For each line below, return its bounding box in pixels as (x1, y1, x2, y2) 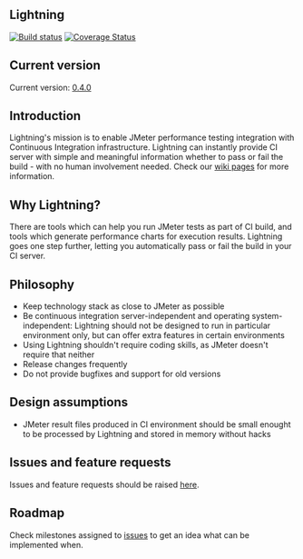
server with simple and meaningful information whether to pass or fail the (9, 152, 284, 163)
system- (251, 311, 283, 322)
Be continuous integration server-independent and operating (22, 311, 250, 322)
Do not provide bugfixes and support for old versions (22, 368, 221, 380)
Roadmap (9, 505, 65, 521)
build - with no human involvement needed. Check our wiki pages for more (9, 161, 289, 172)
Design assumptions (9, 394, 129, 410)
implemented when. (9, 539, 83, 550)
